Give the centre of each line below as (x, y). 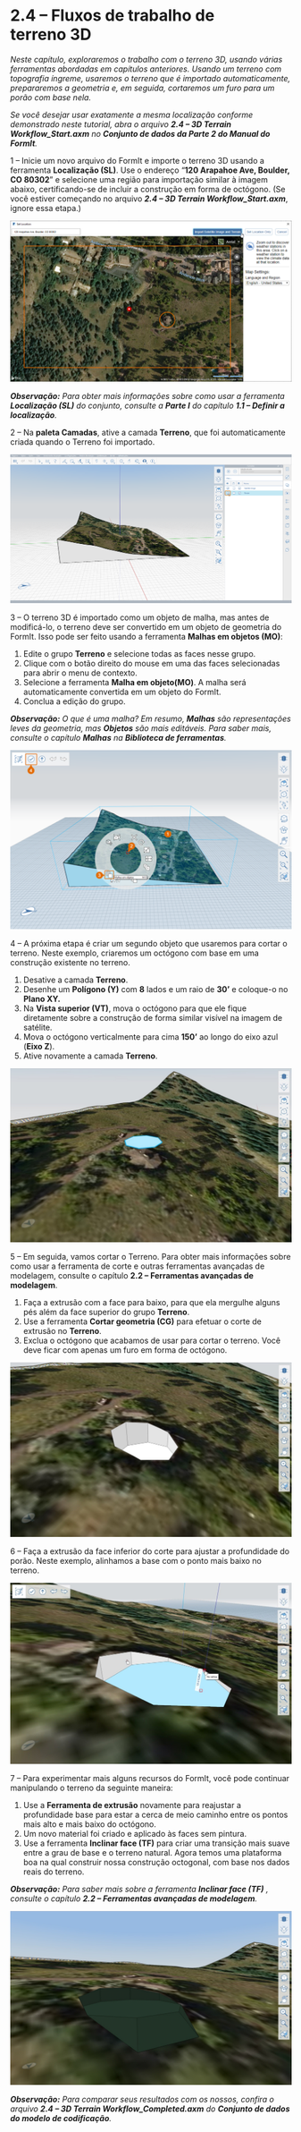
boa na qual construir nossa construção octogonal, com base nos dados (156, 1863)
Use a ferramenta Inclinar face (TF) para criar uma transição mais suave (156, 1843)
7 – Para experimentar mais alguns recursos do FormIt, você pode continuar (150, 1779)
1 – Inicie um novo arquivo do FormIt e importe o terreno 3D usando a (137, 160)
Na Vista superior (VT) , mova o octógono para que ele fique (135, 1008)
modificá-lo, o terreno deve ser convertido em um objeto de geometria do (146, 627)
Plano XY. (42, 999)
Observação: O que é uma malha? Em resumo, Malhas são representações (150, 719)
